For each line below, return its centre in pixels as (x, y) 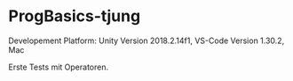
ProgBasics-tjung (75, 16)
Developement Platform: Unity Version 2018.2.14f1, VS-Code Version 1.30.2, (146, 40)
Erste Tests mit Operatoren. (58, 67)
